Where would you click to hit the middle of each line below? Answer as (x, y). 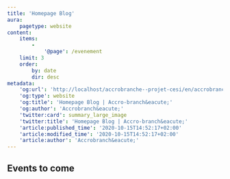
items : (29, 39)
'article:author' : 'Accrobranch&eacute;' (79, 141)
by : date (44, 70)
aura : (15, 20)
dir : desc (46, 77)
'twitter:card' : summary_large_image (73, 115)
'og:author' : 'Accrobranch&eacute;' (72, 109)
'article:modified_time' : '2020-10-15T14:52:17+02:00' (99, 134)
